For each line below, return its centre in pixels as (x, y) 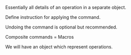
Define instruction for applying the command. (53, 17)
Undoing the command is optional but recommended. (61, 27)
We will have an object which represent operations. (59, 47)
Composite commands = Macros (40, 37)
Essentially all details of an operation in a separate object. (66, 7)
